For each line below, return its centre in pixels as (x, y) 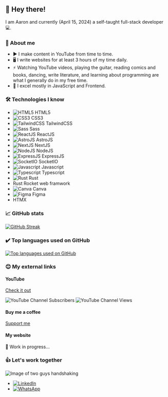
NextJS (42, 145)
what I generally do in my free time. (50, 81)
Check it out (18, 290)
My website (18, 335)
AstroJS (44, 140)
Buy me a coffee (23, 312)
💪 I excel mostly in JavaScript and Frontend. (59, 86)
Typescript (53, 173)
